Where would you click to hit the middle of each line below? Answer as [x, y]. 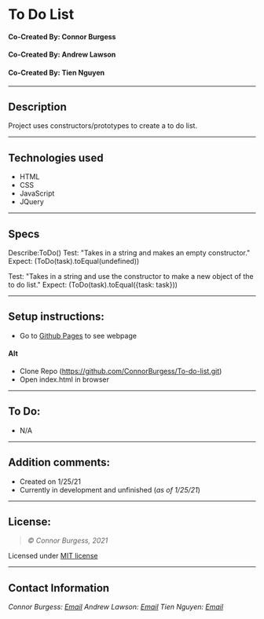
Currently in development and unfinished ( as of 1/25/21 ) [110, 489]
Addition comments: [59, 462]
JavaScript [37, 193]
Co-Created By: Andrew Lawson [62, 55]
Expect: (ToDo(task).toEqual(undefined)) [74, 262]
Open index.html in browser [64, 379]
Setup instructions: [56, 317]
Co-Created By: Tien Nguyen [56, 72]
